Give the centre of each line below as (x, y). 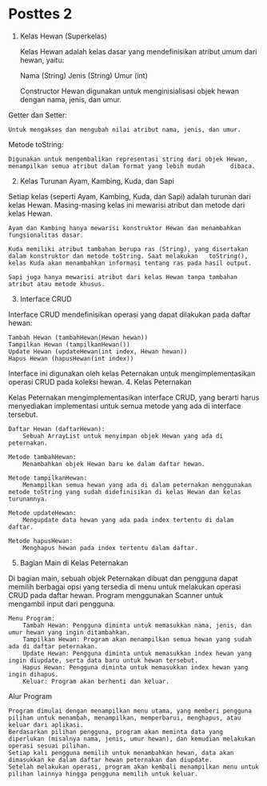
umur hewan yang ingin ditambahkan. (69, 632)
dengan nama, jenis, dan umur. (71, 99)
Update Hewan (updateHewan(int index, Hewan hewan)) (98, 351)
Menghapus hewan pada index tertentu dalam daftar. (110, 548)
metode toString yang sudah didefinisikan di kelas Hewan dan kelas (125, 492)
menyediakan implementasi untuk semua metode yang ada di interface (125, 405)
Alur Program (30, 696)
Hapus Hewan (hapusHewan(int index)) (71, 358)
